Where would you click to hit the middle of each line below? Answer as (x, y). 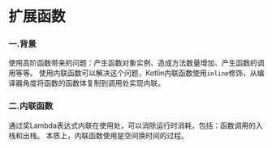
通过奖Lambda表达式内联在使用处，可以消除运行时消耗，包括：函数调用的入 (136, 125)
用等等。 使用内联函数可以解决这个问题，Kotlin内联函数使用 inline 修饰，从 (133, 73)
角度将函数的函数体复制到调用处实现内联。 (93, 83)
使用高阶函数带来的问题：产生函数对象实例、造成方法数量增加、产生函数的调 (136, 63)
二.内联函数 (31, 106)
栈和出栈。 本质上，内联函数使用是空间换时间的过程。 (98, 135)
